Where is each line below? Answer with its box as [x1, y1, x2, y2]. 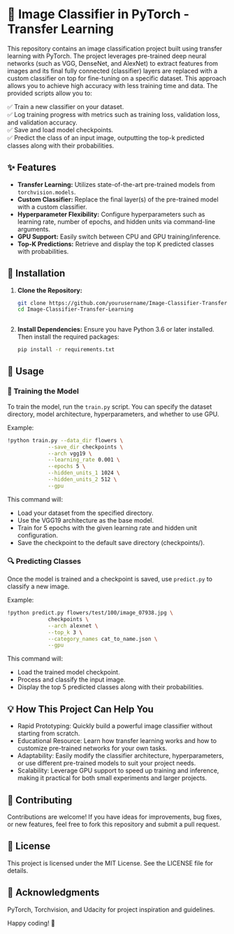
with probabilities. [17, 247, 69, 255]
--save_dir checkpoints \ [47, 444, 124, 451]
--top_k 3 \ [47, 629, 82, 636]
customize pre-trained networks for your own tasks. [17, 744, 168, 753]
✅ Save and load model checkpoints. [7, 125, 114, 134]
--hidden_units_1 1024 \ [47, 469, 120, 476]
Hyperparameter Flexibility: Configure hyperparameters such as [17, 210, 205, 218]
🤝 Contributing [7, 794, 73, 806]
